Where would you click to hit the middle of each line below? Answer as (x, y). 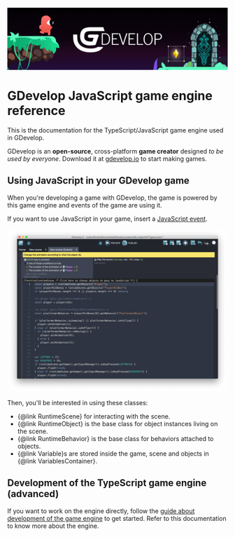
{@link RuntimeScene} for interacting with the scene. (94, 416)
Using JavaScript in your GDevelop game (99, 181)
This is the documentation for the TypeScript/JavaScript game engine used (115, 130)
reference (36, 110)
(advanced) (33, 494)
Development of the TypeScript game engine (107, 483)
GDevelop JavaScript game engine (110, 96)
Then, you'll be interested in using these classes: (78, 403)
